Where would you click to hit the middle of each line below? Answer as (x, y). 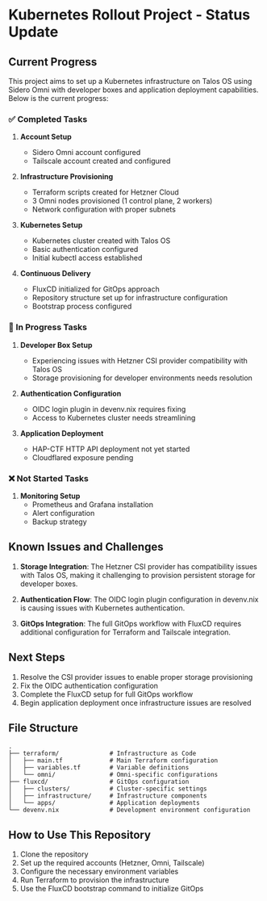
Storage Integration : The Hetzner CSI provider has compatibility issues (139, 566)
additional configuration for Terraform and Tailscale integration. (125, 632)
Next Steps (37, 658)
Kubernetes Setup (51, 225)
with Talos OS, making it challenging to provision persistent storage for (138, 575)
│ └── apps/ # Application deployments (104, 803)
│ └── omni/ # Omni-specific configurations (113, 775)
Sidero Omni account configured (86, 153)
